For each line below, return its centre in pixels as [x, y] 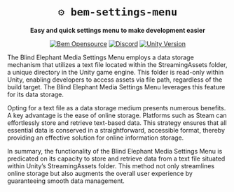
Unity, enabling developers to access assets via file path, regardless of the [115, 80]
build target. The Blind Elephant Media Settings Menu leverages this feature [116, 87]
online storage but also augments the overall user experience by [100, 173]
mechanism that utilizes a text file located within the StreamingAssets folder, [117, 64]
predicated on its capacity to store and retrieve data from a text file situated [116, 158]
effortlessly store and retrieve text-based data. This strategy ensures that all [117, 123]
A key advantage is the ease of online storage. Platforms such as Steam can [117, 115]
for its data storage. [36, 94]
